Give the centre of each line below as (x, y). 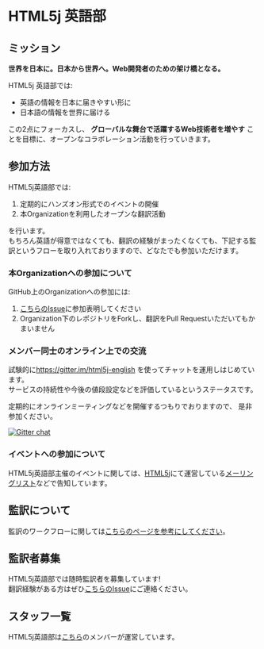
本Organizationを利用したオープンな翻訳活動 (93, 213)
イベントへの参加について (57, 455)
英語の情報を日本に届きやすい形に (75, 102)
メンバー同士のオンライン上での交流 (77, 351)
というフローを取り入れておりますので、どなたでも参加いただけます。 (129, 250)
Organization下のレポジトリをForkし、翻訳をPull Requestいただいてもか (137, 319)
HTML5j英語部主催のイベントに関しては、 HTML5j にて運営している (117, 473)
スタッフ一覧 (40, 616)
